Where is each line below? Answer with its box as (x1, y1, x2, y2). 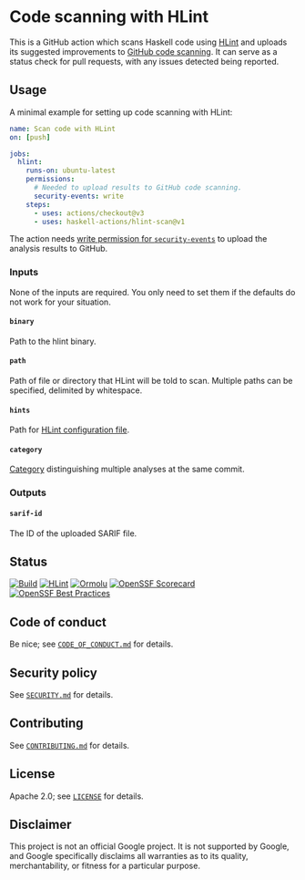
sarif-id (9, 509, 43, 518)
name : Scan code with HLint (9, 124, 117, 133)
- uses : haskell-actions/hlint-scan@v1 (33, 217, 185, 226)
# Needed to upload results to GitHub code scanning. (33, 183, 243, 192)
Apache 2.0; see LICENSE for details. (9, 791, 144, 802)
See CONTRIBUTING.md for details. (9, 740, 130, 751)
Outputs (9, 486, 47, 499)
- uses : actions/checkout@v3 (33, 208, 145, 218)
